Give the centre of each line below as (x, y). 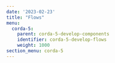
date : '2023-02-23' (31, 12)
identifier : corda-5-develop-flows (62, 40)
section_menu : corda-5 (35, 51)
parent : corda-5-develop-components (64, 34)
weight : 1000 (34, 46)
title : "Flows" (25, 17)
